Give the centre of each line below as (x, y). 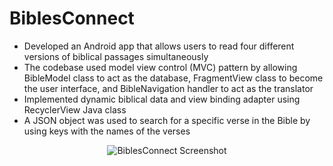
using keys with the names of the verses (107, 131)
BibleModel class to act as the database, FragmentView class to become (173, 78)
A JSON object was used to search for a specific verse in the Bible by (167, 120)
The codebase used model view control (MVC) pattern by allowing (160, 67)
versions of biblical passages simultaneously (116, 56)
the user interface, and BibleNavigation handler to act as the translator (168, 88)
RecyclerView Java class (75, 109)
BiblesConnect (72, 18)
